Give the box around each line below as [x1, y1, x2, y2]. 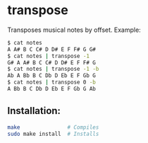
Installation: [7, 105, 61, 117]
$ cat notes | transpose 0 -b [7, 79, 97, 86]
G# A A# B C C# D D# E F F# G [7, 59, 97, 66]
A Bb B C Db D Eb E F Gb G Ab [7, 86, 97, 93]
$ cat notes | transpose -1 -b [7, 66, 99, 73]
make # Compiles [7, 123, 99, 131]
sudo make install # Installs [7, 130, 99, 137]
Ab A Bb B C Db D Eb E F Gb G [7, 72, 97, 79]
